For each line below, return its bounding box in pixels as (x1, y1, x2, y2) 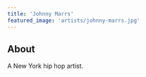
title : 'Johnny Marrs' (7, 10, 74, 18)
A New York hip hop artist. (7, 61, 84, 71)
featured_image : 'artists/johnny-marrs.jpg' (7, 17, 140, 24)
